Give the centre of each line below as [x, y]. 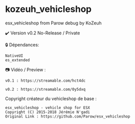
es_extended [17, 60]
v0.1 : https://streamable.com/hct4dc [45, 81]
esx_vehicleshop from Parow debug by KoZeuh [54, 23]
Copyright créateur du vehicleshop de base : [51, 99]
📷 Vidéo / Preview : [25, 69]
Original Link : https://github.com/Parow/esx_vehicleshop [68, 116]
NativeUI [14, 56]
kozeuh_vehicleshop [49, 9]
